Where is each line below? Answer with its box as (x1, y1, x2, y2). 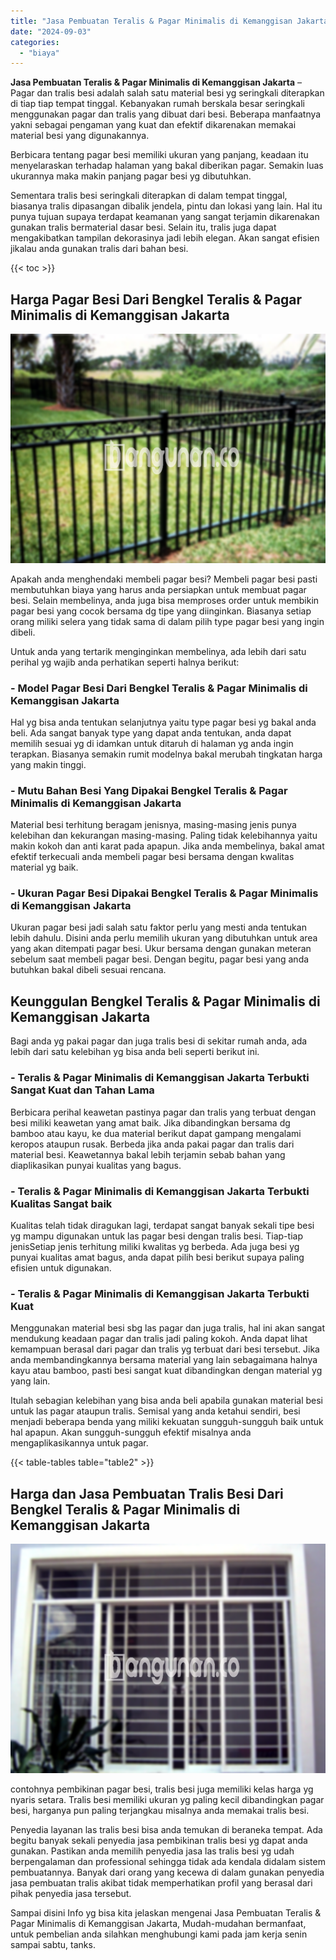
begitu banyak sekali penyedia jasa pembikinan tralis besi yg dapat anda (10, 1834, 308, 1846)
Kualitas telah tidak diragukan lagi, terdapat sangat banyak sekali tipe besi (10, 1219, 315, 1231)
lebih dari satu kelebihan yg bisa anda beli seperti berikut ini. (10, 1046, 260, 1058)
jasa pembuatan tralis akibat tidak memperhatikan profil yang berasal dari (10, 1876, 313, 1889)
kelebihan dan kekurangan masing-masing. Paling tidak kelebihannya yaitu (10, 830, 318, 842)
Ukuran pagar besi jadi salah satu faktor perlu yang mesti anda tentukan (10, 921, 307, 934)
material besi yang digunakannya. (10, 130, 150, 142)
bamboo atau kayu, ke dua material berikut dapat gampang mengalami (10, 1127, 302, 1139)
